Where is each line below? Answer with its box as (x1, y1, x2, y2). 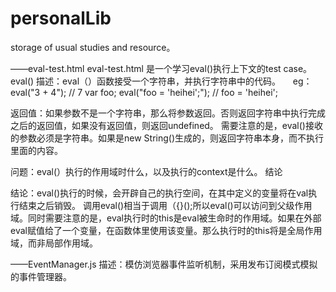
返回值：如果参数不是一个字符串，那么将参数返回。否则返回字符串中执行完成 (10, 107, 326, 119)
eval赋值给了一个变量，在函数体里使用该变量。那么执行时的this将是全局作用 (10, 224, 323, 236)
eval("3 (10, 86, 41, 98)
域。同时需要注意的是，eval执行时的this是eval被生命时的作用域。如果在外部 (10, 212, 322, 224)
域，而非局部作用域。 (10, 237, 98, 249)
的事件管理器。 (10, 270, 72, 282)
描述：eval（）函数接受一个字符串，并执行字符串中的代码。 (36, 75, 282, 87)
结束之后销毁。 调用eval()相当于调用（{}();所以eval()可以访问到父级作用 (18, 199, 313, 211)
